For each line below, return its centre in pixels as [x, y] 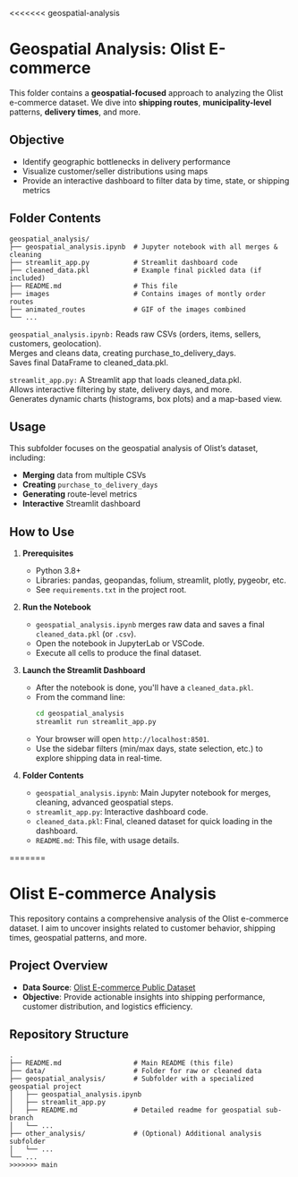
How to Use [42, 532]
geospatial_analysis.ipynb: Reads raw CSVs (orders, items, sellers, [135, 334]
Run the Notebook [56, 607]
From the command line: [80, 697]
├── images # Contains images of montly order [138, 294]
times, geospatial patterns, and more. [78, 937]
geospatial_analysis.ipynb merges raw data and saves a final [150, 625]
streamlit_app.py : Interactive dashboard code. [122, 811]
